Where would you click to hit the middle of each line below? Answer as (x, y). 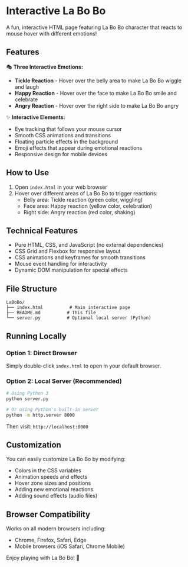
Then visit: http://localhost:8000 (47, 426)
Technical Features (42, 231)
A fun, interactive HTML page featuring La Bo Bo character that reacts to (94, 27)
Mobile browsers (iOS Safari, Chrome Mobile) (70, 546)
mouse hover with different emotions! (52, 33)
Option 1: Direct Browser (42, 353)
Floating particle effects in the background (66, 141)
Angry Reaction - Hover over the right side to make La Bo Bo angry (97, 105)
